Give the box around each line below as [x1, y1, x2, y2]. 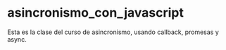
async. [7, 35, 27, 43]
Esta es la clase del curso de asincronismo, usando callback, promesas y [7, 28, 220, 36]
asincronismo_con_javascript [7, 5, 184, 21]
